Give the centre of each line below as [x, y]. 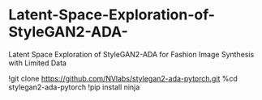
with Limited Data [38, 63]
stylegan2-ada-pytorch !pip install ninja [74, 87]
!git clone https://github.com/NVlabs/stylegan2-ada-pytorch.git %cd [123, 78]
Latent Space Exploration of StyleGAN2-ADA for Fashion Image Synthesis [131, 54]
